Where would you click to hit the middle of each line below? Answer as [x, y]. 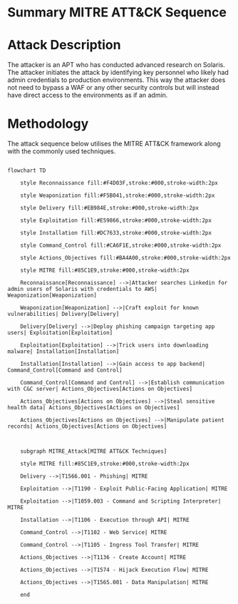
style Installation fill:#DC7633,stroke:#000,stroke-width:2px [116, 233]
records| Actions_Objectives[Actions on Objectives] [87, 426]
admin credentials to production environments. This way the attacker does [117, 80]
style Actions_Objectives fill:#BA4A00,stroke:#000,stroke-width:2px [126, 258]
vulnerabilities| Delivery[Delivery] [63, 314]
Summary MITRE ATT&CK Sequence [117, 12]
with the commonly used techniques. [62, 151]
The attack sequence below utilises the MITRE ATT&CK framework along [114, 144]
